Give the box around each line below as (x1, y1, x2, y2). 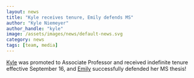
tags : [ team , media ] (6, 43, 59, 49)
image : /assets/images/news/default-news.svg (6, 31, 123, 37)
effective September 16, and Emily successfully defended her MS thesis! (6, 65, 187, 72)
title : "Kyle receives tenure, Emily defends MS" (6, 14, 134, 20)
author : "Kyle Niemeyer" (6, 20, 69, 26)
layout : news (6, 8, 39, 15)
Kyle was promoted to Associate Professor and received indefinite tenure (6, 58, 189, 66)
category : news (6, 37, 45, 43)
